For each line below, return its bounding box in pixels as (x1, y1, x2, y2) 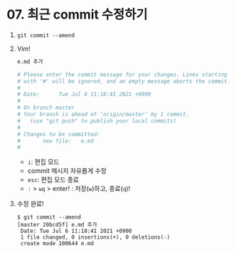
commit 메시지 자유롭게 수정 (27, 167, 107, 175)
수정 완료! (16, 200, 44, 208)
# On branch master (16, 104, 75, 111)
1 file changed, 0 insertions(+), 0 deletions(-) (20, 234, 171, 241)
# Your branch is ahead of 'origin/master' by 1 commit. (16, 111, 190, 118)
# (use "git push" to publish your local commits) (16, 117, 177, 125)
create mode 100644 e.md (20, 240, 94, 247)
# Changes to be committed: (16, 130, 100, 138)
